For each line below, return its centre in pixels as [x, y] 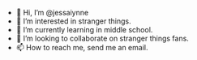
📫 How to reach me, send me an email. [82, 47]
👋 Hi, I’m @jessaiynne [52, 13]
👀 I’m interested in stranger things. [73, 21]
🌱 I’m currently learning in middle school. [84, 30]
